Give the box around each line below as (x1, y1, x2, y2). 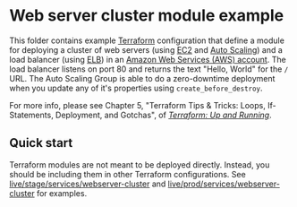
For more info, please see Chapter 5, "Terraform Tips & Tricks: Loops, (9, 99, 266, 110)
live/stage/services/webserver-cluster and (9, 178, 166, 189)
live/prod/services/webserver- (167, 178, 280, 189)
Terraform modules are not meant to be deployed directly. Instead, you (9, 159, 270, 170)
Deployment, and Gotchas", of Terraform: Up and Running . (55, 109, 272, 120)
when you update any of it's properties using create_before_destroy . (9, 82, 263, 93)
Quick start (9, 135, 73, 151)
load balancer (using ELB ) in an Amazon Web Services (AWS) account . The (9, 54, 286, 65)
